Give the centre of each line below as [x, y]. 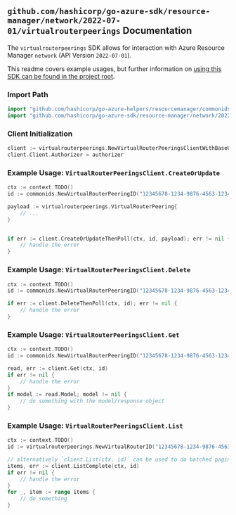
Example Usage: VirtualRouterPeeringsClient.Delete [99, 269]
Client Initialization [40, 134]
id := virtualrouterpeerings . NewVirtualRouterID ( [81, 447]
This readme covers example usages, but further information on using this [114, 69]
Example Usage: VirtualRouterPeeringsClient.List [96, 426]
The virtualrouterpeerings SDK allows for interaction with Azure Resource [116, 47]
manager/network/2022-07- [64, 21]
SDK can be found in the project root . [61, 76]
